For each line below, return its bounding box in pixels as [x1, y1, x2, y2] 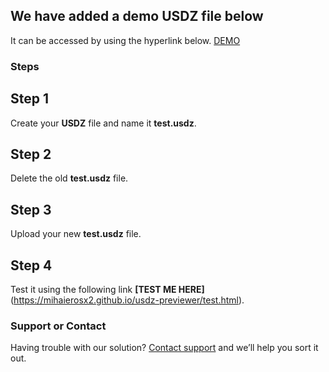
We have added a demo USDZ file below [10, 8, 264, 25]
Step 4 [10, 257, 53, 274]
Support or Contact [10, 319, 107, 333]
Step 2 [10, 145, 52, 163]
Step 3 [10, 201, 52, 218]
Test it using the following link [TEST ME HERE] [10, 283, 205, 295]
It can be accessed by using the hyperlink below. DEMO [10, 34, 241, 46]
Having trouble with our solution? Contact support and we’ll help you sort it [10, 342, 319, 354]
